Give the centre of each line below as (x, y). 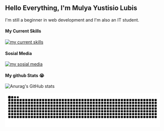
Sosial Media (18, 53)
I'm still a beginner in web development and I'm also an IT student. (72, 20)
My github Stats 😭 (25, 75)
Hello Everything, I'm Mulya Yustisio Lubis (71, 8)
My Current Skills (23, 31)
